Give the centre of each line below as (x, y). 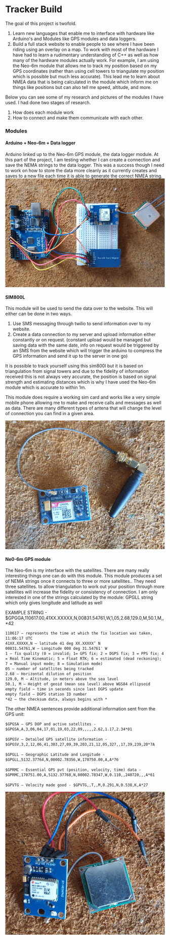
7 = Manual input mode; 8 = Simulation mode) (54, 664)
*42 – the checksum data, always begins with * (56, 700)
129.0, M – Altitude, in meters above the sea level (62, 679)
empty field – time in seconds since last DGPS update (64, 690)
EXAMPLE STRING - (26, 613)
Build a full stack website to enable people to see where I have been (83, 44)
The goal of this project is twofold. (41, 23)
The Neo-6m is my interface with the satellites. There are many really (77, 571)
